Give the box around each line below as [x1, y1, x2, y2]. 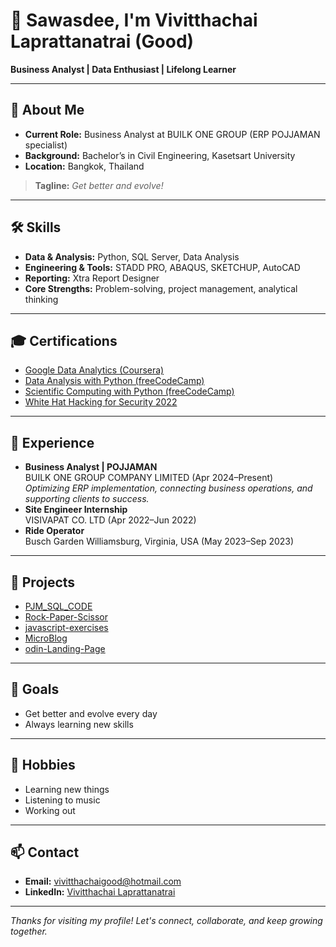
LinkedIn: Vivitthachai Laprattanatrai [24, 886, 176, 898]
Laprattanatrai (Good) [10, 30, 195, 53]
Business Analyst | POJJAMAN [24, 461, 158, 473]
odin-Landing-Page [24, 643, 106, 654]
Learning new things [24, 783, 110, 795]
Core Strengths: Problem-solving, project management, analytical [24, 282, 298, 294]
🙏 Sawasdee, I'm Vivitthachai [10, 9, 258, 32]
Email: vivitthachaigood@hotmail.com [24, 875, 182, 888]
